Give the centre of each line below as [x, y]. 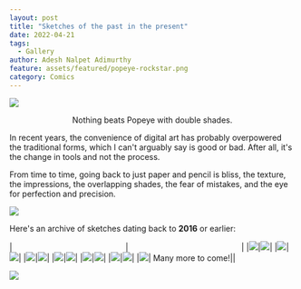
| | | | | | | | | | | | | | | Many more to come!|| [127, 258]
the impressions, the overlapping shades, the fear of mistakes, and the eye [149, 184]
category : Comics [42, 77]
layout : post [34, 18]
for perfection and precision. [63, 194]
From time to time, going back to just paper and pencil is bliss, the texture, [148, 174]
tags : [19, 43]
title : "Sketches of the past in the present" [99, 26]
